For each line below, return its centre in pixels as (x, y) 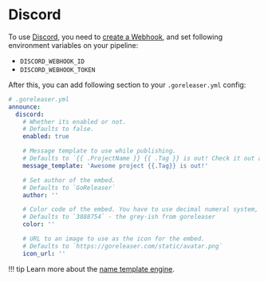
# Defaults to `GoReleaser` (69, 188)
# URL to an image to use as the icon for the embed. (114, 239)
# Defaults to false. (58, 129)
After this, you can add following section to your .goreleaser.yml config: (127, 85)
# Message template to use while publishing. (100, 151)
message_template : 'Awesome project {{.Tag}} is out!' (116, 165)
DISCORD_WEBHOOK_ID (52, 62)
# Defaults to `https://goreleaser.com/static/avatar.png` (123, 246)
